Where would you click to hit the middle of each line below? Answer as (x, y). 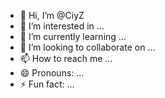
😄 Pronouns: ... (52, 73)
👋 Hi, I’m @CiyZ (52, 15)
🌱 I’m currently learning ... (73, 36)
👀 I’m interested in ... (62, 26)
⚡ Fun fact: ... (47, 84)
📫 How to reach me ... (66, 58)
